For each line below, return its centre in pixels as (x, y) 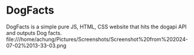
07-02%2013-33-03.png (36, 46)
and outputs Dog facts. (34, 33)
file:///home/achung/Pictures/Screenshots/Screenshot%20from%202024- (97, 39)
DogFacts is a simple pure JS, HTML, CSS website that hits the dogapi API (96, 27)
